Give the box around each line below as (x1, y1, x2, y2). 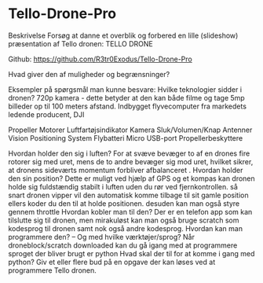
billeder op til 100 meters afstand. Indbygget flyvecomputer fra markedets (8, 101, 247, 111)
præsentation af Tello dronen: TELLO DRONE (8, 39, 153, 48)
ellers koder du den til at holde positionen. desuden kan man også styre (8, 198, 240, 208)
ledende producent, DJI (8, 109, 85, 119)
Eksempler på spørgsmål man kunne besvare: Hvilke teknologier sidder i (8, 84, 242, 94)
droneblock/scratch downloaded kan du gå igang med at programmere (8, 241, 238, 250)
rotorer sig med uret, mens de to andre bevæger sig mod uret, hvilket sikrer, (8, 156, 254, 166)
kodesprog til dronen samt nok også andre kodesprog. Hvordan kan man (8, 223, 243, 233)
